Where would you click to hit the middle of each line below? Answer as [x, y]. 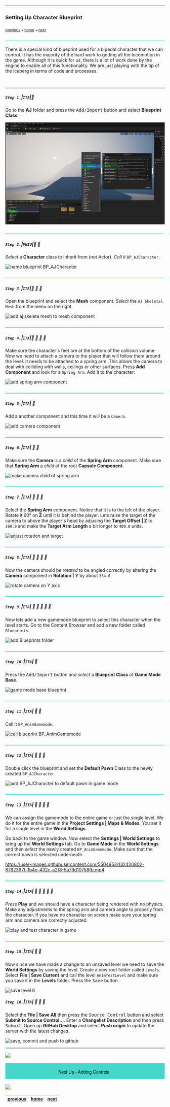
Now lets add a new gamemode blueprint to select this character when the [83, 620]
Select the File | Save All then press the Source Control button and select [84, 1015]
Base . [11, 680]
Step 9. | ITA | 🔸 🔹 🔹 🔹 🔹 [28, 607]
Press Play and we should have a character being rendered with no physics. [84, 904]
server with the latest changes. [37, 1031]
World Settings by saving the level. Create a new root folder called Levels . [83, 969]
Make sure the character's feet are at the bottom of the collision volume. [80, 350]
